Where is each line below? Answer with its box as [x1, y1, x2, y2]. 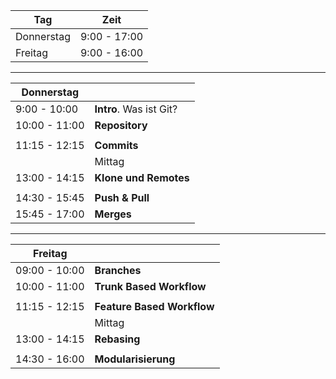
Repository [94, 119, 148, 132]
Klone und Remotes [94, 171, 190, 184]
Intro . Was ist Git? [94, 102, 178, 116]
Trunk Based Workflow [94, 280, 207, 293]
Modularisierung [94, 352, 176, 366]
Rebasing [94, 332, 141, 346]
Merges [94, 207, 132, 221]
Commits [94, 139, 139, 152]
